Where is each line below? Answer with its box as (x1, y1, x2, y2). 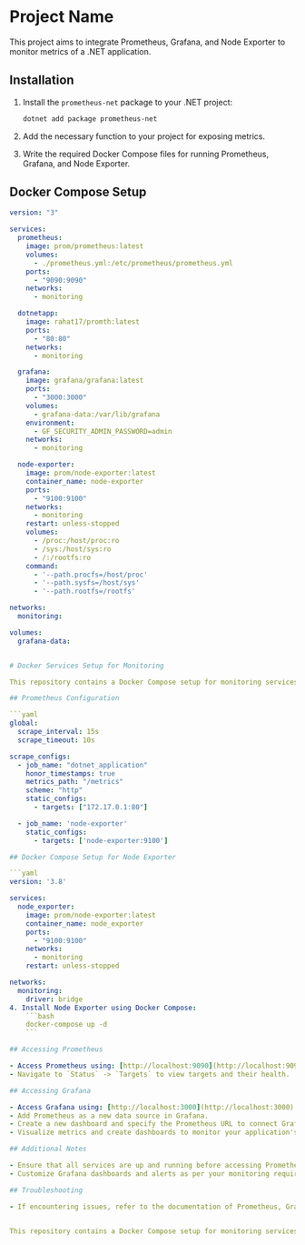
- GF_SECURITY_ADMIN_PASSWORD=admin (33, 427, 172, 436)
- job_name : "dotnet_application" (17, 760, 148, 769)
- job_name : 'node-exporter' (17, 818, 128, 828)
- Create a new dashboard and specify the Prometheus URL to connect (9, 1119, 279, 1129)
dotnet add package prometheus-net (22, 114, 158, 124)
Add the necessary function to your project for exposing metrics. (22, 130, 266, 142)
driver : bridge (25, 994, 84, 1004)
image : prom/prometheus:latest (25, 242, 144, 251)
